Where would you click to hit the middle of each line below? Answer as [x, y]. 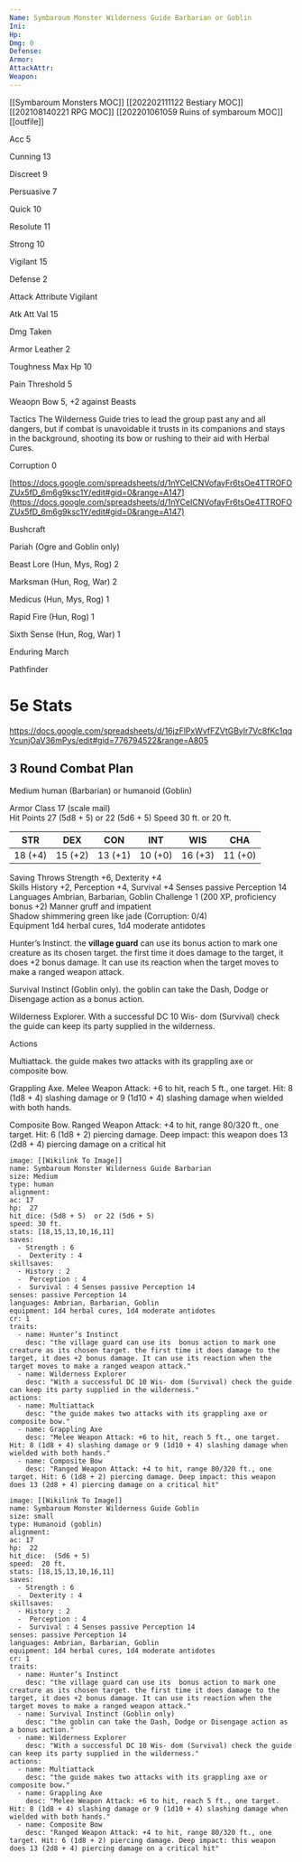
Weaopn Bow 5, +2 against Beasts [73, 401]
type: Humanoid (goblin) [56, 1524]
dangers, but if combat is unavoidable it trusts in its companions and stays [147, 428]
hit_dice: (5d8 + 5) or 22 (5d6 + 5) [82, 1216]
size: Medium [34, 1176]
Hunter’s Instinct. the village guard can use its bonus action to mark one [143, 943]
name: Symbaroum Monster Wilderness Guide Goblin [105, 1508]
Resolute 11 [30, 226]
